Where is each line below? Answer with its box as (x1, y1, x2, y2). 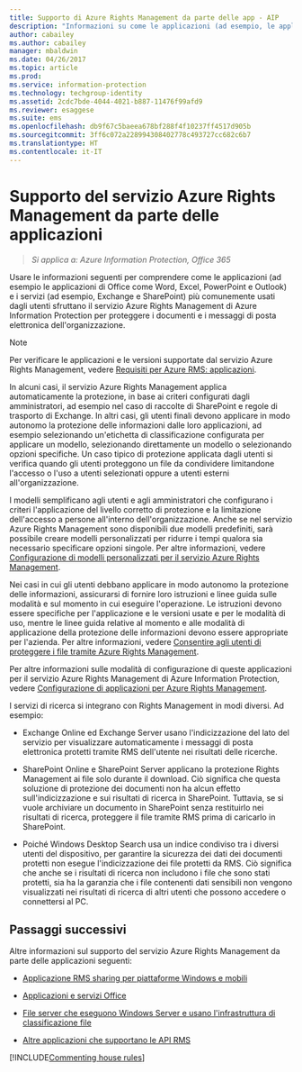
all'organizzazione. (9, 477, 79, 487)
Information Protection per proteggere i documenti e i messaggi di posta (9, 310, 277, 321)
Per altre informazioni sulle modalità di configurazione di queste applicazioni (9, 663, 292, 674)
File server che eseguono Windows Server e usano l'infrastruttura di (22, 1008, 276, 1019)
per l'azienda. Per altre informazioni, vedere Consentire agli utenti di (9, 636, 262, 647)
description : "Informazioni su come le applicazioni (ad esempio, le (9, 22, 276, 31)
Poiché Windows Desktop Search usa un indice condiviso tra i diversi (22, 839, 279, 849)
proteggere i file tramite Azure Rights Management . (9, 646, 200, 657)
